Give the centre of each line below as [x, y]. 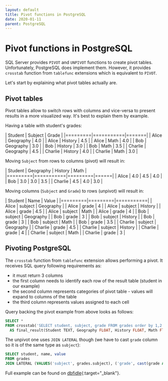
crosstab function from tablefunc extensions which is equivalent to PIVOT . [81, 73]
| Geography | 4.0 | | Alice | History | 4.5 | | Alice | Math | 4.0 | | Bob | [76, 140]
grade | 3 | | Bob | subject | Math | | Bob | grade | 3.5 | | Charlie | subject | [81, 222]
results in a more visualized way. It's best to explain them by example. [77, 116]
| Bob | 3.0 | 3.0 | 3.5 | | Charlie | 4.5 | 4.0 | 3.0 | [54, 181]
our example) [26, 286]
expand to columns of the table [44, 296]
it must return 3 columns [38, 275]
